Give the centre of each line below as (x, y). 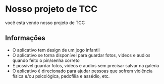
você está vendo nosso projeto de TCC (45, 23)
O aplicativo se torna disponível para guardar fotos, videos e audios (81, 55)
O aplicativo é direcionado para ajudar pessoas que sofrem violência (82, 71)
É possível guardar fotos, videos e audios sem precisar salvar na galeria (86, 65)
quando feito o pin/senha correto (46, 60)
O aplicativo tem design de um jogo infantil (56, 50)
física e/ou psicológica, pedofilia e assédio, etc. (61, 76)
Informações (25, 38)
